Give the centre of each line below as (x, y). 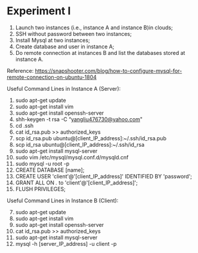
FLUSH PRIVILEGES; (41, 189)
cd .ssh (24, 125)
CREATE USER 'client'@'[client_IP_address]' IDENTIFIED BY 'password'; (104, 176)
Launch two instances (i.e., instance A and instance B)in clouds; (94, 27)
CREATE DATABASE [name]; (50, 170)
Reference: (20, 70)
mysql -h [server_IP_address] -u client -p (66, 243)
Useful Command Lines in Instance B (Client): (63, 200)
